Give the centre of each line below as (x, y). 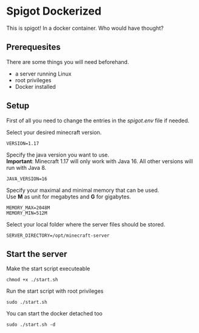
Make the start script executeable (48, 268)
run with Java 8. (26, 167)
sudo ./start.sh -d (31, 325)
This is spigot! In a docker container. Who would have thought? (85, 28)
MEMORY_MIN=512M (27, 213)
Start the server (37, 254)
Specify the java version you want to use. (58, 155)
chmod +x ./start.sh (32, 280)
